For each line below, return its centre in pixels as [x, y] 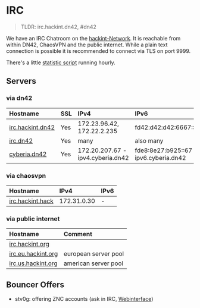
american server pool [93, 263]
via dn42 [19, 98]
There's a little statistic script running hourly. [61, 62]
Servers [21, 81]
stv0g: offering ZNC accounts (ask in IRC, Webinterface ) [84, 299]
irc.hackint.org [29, 244]
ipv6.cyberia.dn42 [160, 158]
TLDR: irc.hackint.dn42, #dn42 [59, 27]
